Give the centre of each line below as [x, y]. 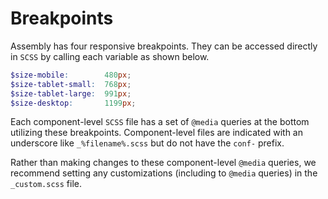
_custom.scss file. [46, 184]
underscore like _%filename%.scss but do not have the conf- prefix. [147, 143]
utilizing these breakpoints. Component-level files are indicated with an [156, 133]
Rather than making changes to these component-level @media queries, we [163, 163]
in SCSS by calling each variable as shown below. [110, 56]
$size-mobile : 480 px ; [71, 75]
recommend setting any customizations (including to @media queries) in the [164, 173]
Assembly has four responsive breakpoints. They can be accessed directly [164, 46]
